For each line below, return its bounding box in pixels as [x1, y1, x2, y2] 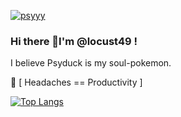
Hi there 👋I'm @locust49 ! [10, 34, 138, 48]
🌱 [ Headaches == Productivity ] [10, 76, 143, 89]
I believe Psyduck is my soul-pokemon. [10, 57, 172, 69]
